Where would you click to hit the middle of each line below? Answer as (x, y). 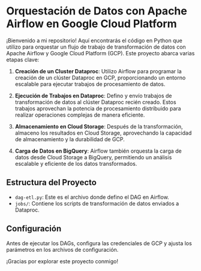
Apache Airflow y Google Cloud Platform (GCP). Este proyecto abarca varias (100, 53)
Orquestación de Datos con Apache (97, 11)
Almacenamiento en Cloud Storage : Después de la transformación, (99, 126)
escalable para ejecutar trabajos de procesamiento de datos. (90, 84)
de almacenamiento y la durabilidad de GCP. (70, 139)
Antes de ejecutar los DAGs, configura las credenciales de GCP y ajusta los (99, 243)
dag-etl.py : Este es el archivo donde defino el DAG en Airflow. (92, 197)
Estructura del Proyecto (52, 182)
